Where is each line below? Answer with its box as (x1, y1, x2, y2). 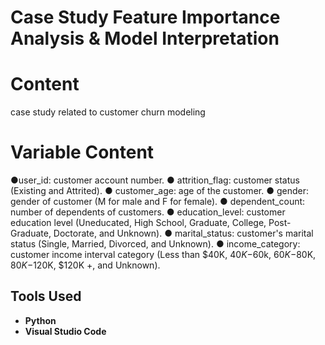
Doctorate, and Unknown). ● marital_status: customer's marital (53, 227, 314, 240)
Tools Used (10, 288, 82, 305)
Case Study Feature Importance (10, 6, 281, 29)
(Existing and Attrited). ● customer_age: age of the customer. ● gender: (10, 185, 309, 197)
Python (24, 314, 57, 326)
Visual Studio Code (24, 325, 107, 337)
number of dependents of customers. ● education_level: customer (10, 206, 286, 218)
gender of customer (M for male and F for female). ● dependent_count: (10, 196, 306, 208)
